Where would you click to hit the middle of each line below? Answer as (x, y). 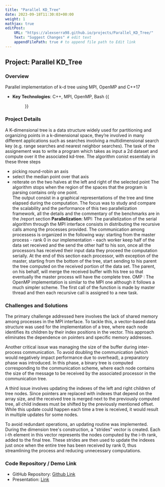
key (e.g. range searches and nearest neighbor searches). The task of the (80, 146)
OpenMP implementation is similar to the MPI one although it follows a (83, 282)
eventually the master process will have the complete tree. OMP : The (83, 277)
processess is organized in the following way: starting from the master (84, 234)
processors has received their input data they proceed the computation (85, 250)
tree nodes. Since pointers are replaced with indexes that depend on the (79, 394)
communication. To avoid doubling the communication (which (85, 352)
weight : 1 (15, 19)
